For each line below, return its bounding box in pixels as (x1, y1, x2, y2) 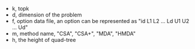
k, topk (11, 5, 29, 12)
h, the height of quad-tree (11, 37, 76, 43)
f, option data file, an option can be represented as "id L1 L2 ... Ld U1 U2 (11, 18, 190, 24)
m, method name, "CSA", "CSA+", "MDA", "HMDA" (11, 30, 136, 37)
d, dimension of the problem (11, 11, 82, 18)
